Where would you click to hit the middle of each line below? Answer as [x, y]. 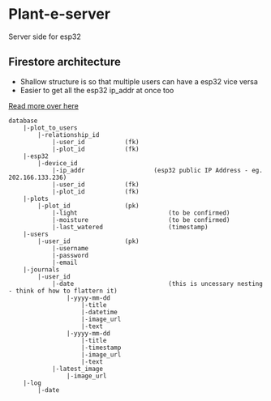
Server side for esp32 [45, 36]
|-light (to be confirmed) [141, 213]
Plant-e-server [60, 14]
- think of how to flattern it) [63, 291]
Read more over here [43, 105]
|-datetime [99, 312]
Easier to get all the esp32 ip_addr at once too [97, 90]
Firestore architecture [65, 62]
